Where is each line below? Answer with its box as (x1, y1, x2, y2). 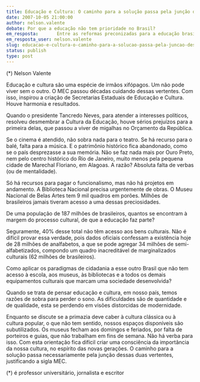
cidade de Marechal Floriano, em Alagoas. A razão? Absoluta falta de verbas (6, 161, 194, 168)
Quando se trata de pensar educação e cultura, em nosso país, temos (6, 289, 177, 296)
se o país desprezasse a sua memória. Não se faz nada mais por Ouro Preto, (6, 149, 194, 156)
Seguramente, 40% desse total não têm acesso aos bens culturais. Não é (6, 227, 187, 235)
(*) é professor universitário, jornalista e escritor (6, 369, 124, 376)
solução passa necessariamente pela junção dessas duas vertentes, (6, 351, 174, 358)
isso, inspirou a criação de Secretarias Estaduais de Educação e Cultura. (6, 94, 185, 101)
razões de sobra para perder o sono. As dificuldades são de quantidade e (6, 295, 187, 302)
